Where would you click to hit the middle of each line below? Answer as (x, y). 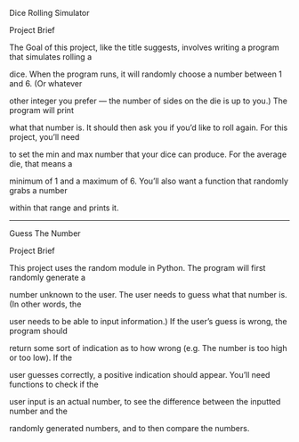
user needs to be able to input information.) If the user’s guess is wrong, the (148, 321)
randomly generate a (48, 277)
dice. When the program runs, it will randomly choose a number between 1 (146, 74)
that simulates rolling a (51, 57)
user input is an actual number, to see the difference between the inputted (145, 401)
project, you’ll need (44, 137)
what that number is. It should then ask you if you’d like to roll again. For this (149, 127)
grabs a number (39, 190)
